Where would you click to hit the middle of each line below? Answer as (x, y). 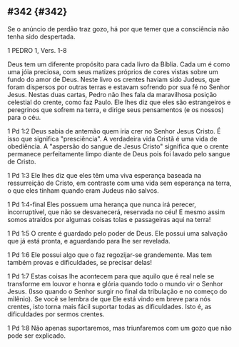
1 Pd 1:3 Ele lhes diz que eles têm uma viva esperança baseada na (105, 175)
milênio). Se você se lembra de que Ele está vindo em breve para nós (109, 298)
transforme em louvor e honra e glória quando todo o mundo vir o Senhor (115, 283)
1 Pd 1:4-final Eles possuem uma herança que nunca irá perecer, (102, 204)
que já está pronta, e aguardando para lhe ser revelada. (89, 241)
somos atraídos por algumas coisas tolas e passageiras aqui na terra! (109, 219)
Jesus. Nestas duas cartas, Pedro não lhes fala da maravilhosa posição (112, 94)
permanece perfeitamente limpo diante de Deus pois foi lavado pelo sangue (119, 154)
